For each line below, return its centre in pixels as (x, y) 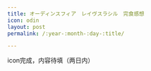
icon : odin (23, 20)
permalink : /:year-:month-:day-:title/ (66, 33)
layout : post (26, 27)
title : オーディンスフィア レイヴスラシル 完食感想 (76, 14)
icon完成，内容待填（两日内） (51, 60)
